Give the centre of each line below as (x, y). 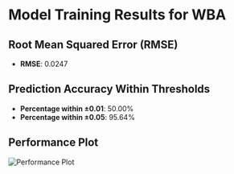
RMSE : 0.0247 (44, 64)
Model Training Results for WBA (117, 15)
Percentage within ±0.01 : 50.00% (77, 108)
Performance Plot (53, 143)
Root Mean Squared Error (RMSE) (93, 45)
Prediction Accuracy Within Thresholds (109, 89)
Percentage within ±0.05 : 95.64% (77, 117)
